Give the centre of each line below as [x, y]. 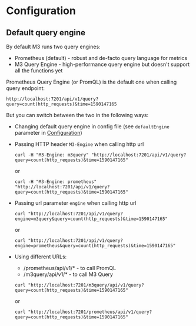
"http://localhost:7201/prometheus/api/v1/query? [90, 312]
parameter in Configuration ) [48, 133]
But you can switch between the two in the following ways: [77, 115]
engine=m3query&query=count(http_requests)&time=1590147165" [91, 219]
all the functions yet [39, 71]
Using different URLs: [41, 257]
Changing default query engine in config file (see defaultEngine [92, 127]
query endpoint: [26, 88]
